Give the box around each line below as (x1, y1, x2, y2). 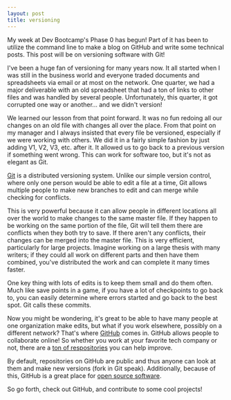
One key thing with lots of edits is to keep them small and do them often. (7, 278, 213, 287)
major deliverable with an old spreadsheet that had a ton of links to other (7, 86, 214, 94)
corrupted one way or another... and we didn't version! (7, 100, 163, 108)
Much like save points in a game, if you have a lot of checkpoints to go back (7, 286, 223, 294)
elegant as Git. (7, 158, 48, 166)
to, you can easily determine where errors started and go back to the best (7, 293, 218, 301)
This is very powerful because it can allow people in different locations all (7, 207, 216, 215)
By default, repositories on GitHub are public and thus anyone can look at (7, 356, 216, 365)
